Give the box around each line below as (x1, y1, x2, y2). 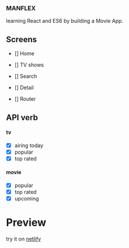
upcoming (14, 195, 39, 202)
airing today (14, 142, 44, 149)
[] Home (14, 50, 35, 57)
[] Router (14, 96, 36, 103)
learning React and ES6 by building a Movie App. (6, 18, 124, 25)
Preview (6, 216, 47, 229)
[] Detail (14, 84, 34, 91)
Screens (6, 34, 37, 45)
